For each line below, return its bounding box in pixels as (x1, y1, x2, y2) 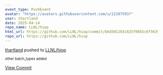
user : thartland (5, 16, 38, 21)
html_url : (5, 29, 25, 34)
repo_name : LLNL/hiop (5, 25, 49, 30)
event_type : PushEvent (5, 7, 51, 12)
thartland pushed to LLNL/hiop (5, 47, 66, 53)
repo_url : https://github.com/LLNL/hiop (5, 34, 88, 39)
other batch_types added (5, 56, 47, 61)
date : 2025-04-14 (5, 20, 40, 25)
